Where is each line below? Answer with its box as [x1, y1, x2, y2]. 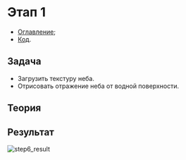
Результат [7, 126, 55, 138]
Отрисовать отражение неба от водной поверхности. [17, 82, 180, 90]
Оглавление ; [17, 27, 56, 36]
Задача [7, 56, 42, 68]
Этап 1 [7, 4, 46, 20]
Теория [7, 102, 42, 114]
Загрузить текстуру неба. [17, 74, 95, 82]
